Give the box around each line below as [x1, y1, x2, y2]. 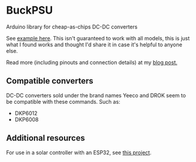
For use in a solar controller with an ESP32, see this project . [6, 149, 152, 156]
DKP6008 [14, 116, 39, 123]
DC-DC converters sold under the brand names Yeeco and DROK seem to [6, 91, 187, 99]
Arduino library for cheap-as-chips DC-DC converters [6, 23, 138, 30]
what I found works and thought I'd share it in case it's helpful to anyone [6, 41, 182, 48]
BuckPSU [6, 4, 53, 17]
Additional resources [6, 133, 85, 143]
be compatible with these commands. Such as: [6, 98, 120, 105]
